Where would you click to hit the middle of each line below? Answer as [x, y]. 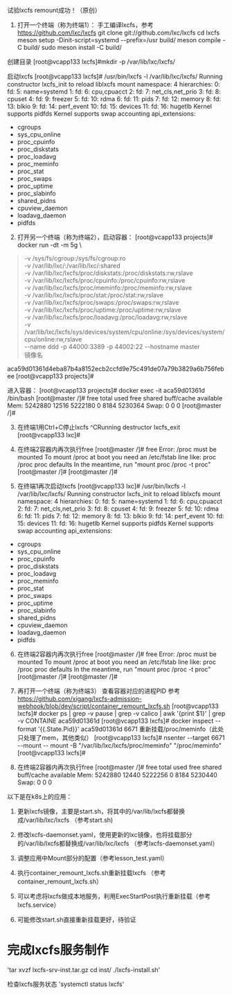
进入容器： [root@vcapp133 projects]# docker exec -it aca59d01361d [106, 390]
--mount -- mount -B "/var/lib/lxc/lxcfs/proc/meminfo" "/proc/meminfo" [119, 746]
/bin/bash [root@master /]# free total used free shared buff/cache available [115, 398]
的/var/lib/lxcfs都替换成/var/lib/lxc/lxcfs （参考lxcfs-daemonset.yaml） [118, 843]
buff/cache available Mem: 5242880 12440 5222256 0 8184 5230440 [117, 775]
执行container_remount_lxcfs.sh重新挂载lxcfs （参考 [91, 873]
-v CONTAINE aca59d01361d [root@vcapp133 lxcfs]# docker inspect [115, 721]
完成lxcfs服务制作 [58, 950]
